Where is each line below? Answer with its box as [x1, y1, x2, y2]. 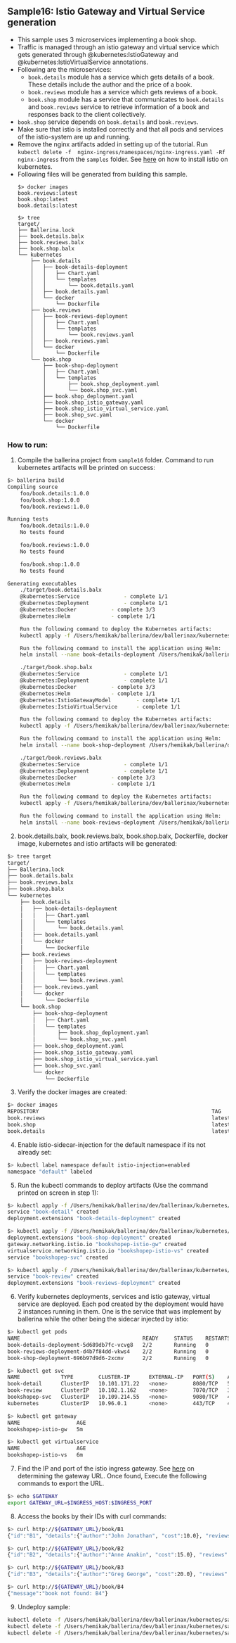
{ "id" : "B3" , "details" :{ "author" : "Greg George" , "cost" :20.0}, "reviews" [7, 1571, 228, 1578]
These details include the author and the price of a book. [27, 80, 192, 89]
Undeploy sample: [17, 1602, 70, 1611]
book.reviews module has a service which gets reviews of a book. [27, 87, 218, 96]
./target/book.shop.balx [20, 664, 93, 671]
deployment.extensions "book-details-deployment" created [7, 1215, 181, 1222]
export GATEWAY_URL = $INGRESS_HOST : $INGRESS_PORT [7, 1499, 152, 1506]
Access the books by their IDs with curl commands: [17, 1512, 167, 1521]
